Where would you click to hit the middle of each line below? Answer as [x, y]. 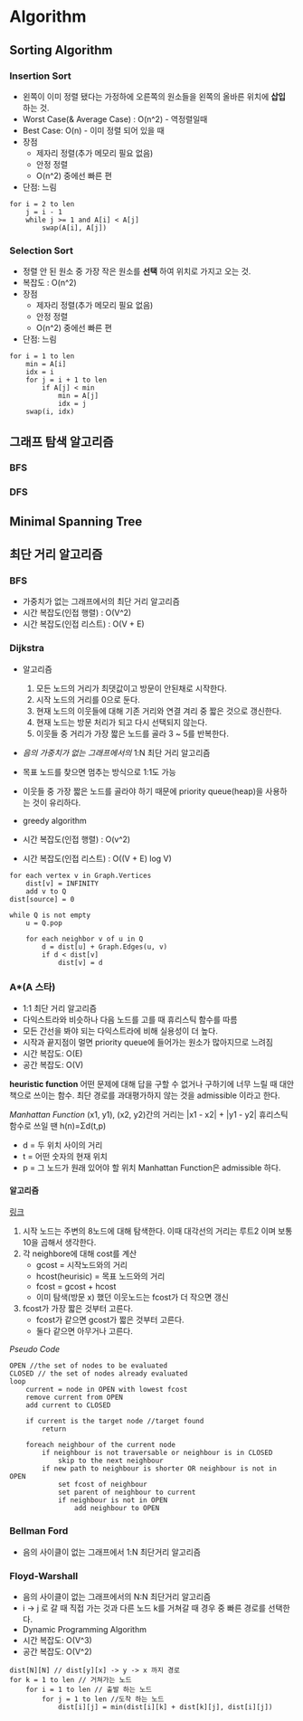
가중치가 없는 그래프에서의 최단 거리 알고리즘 [101, 601]
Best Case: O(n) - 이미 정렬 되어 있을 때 [93, 130]
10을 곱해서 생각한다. [59, 1243]
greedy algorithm [55, 820]
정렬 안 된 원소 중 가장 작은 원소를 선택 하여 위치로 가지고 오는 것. [137, 271]
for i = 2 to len [42, 204]
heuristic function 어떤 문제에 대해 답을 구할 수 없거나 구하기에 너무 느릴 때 [143, 1084]
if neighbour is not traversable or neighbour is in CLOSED [157, 1453]
